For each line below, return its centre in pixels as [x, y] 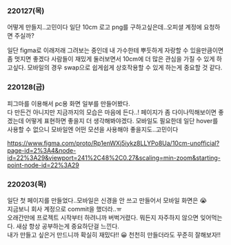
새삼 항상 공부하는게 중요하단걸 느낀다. [68, 226]
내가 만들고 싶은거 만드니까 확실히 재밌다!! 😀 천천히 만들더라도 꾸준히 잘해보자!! [114, 235]
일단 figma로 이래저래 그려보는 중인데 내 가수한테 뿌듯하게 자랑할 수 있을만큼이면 [115, 50]
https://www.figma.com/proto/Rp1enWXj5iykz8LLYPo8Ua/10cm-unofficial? [113, 143]
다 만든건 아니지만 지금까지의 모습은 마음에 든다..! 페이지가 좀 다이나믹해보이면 [112, 112]
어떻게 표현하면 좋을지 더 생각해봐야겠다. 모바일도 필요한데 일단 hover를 [122, 120]
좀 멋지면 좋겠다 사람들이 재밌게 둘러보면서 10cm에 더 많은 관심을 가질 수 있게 [111, 59]
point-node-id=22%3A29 [43, 165]
